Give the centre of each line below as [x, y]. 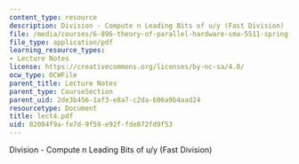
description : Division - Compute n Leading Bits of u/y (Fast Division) [147, 26]
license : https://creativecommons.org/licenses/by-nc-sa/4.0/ [127, 67]
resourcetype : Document [53, 108]
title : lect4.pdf [41, 116]
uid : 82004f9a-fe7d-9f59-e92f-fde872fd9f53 [91, 125]
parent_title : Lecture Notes [63, 83]
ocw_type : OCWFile [43, 75]
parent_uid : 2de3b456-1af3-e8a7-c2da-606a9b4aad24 [105, 100]
